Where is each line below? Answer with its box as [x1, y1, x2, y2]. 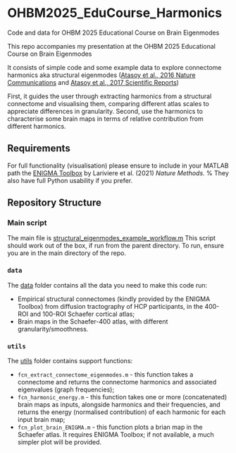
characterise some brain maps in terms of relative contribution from [7, 114, 204, 123]
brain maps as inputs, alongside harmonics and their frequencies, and [17, 401, 221, 409]
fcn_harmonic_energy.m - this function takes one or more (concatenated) [17, 393, 228, 401]
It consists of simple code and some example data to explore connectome [7, 63, 222, 71]
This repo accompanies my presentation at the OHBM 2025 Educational [7, 42, 216, 50]
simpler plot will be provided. [17, 438, 102, 447]
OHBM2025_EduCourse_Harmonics [7, 5, 223, 21]
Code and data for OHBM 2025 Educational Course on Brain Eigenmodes [7, 28, 220, 37]
